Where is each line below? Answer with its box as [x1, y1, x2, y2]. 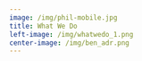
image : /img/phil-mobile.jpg [9, 13, 118, 22]
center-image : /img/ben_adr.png [9, 38, 129, 48]
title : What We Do [9, 22, 78, 30]
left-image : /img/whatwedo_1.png [9, 30, 134, 39]
